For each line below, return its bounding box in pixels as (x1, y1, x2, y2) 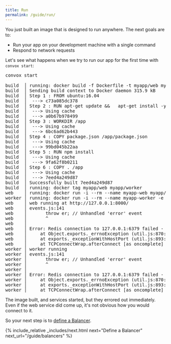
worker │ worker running (5, 246, 67, 252)
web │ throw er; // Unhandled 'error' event (5, 210, 142, 216)
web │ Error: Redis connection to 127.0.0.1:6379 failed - (5, 225, 164, 232)
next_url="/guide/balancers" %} (5, 333, 73, 339)
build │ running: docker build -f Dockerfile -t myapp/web (5, 82, 159, 88)
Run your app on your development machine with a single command (12, 41, 156, 48)
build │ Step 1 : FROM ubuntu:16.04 (5, 93, 100, 99)
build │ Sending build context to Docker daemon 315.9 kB (5, 87, 156, 94)
